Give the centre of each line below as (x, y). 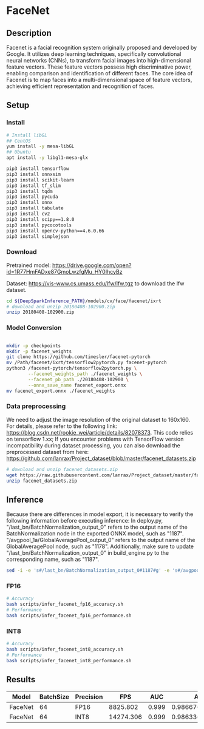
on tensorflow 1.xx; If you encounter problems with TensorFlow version (95, 439)
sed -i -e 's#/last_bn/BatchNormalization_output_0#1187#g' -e (88, 571)
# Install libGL (27, 135)
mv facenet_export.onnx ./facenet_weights (61, 391)
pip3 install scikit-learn (40, 180)
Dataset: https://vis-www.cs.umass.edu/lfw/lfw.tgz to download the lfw (95, 283)
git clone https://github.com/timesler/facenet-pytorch (78, 357)
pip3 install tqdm (29, 191)
